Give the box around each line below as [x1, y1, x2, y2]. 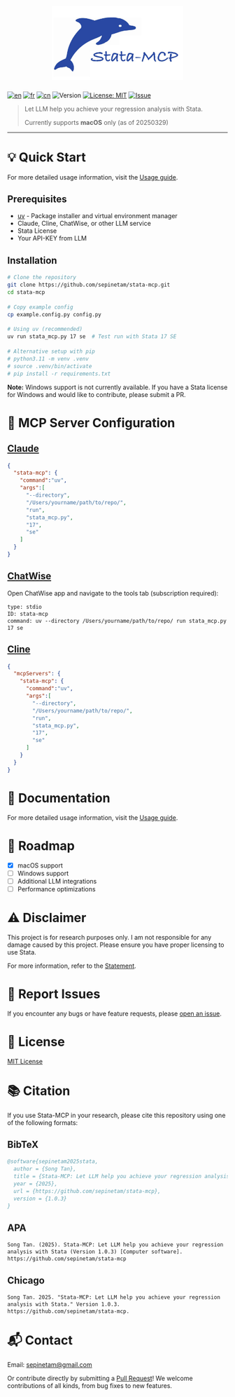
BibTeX [7, 1138, 38, 1150]
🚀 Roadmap [7, 837, 75, 853]
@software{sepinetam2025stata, [7, 1158, 99, 1166]
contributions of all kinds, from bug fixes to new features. [7, 1382, 173, 1390]
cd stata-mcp [7, 289, 45, 296]
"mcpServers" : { [13, 670, 61, 677]
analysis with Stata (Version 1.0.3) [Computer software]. [7, 1248, 183, 1255]
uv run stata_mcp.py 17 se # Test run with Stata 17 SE [7, 333, 177, 340]
